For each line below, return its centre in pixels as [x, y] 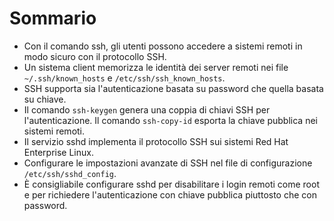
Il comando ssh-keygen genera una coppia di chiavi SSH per [147, 109]
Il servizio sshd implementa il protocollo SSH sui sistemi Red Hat [156, 141]
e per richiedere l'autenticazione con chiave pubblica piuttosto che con [170, 194]
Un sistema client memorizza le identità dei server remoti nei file [156, 67]
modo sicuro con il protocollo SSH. [95, 56]
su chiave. [45, 99]
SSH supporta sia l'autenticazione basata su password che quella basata [173, 88]
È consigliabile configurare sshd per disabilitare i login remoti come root [171, 184]
